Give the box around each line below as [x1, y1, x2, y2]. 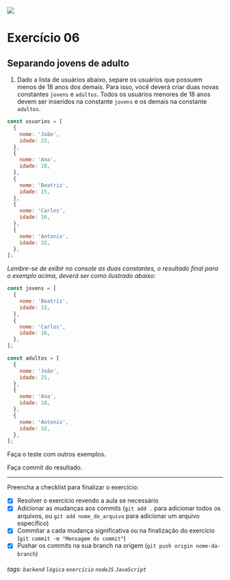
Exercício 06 [7, 30, 80, 46]
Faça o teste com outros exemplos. [7, 450, 106, 459]
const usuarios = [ [7, 118, 63, 125]
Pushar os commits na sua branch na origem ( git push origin [16, 542, 193, 550]
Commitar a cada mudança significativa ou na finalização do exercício [16, 526, 216, 535]
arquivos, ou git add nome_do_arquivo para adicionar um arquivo [16, 512, 200, 520]
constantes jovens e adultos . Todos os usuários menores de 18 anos [16, 90, 211, 98]
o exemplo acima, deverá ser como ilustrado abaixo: [7, 272, 156, 280]
